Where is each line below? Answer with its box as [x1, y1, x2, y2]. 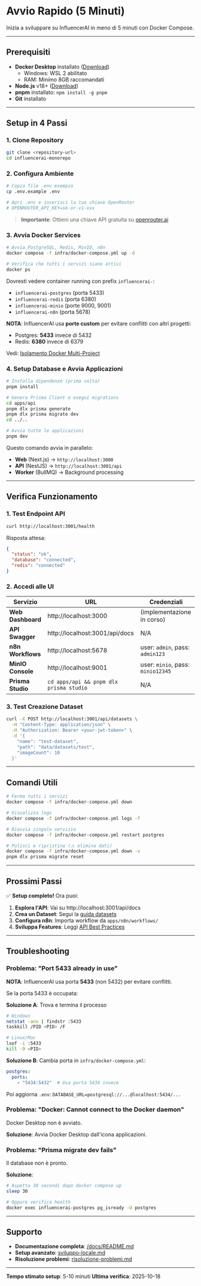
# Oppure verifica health [6, 1199, 71, 1205]
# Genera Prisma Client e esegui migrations [6, 395, 119, 401]
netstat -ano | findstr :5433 [6, 1018, 82, 1025]
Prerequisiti [6, 47, 51, 58]
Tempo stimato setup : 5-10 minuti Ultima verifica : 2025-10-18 [6, 1273, 161, 1280]
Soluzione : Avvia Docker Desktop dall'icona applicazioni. [6, 1130, 147, 1138]
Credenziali [149, 598, 183, 606]
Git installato [14, 95, 47, 102]
